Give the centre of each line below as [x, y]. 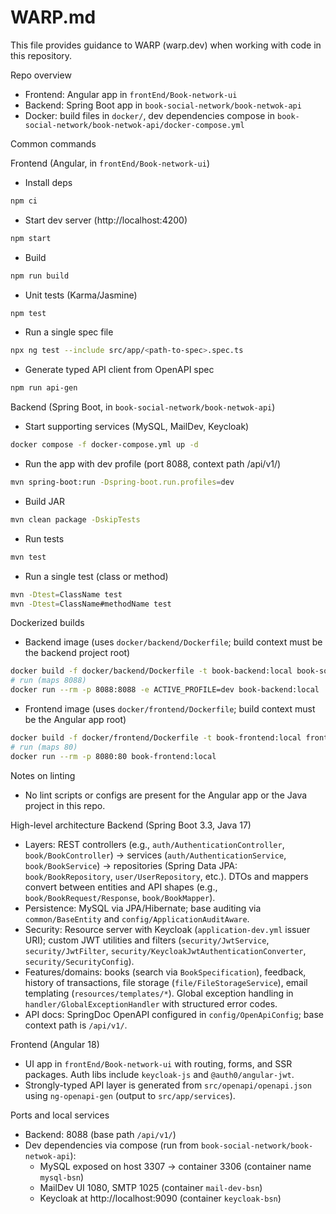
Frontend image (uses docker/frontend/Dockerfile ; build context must [170, 709]
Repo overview [41, 75]
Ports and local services [60, 1115]
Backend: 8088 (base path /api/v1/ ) [100, 1134]
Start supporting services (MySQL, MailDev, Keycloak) [137, 427]
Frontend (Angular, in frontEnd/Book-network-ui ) [110, 163]
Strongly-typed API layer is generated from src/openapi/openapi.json [168, 1085]
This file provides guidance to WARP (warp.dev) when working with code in [166, 45]
